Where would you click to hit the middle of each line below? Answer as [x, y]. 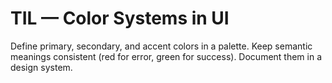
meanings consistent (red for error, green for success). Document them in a [166, 56]
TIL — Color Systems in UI [120, 18]
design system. [41, 67]
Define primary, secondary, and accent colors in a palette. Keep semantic [161, 46]
